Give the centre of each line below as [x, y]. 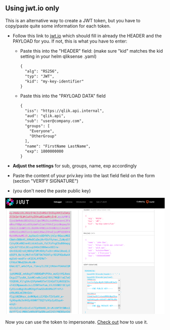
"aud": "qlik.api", [45, 116]
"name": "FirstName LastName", [58, 146]
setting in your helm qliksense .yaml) [58, 56]
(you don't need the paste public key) [52, 191]
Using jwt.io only [32, 8]
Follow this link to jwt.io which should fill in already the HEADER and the [87, 35]
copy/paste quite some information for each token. [58, 26]
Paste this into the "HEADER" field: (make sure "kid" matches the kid [92, 51]
